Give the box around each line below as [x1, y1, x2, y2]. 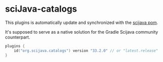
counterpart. [5, 34, 30, 40]
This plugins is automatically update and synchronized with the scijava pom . [5, 20, 159, 25]
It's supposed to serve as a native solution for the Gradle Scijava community [5, 29, 159, 35]
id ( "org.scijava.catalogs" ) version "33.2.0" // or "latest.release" [14, 48, 159, 53]
